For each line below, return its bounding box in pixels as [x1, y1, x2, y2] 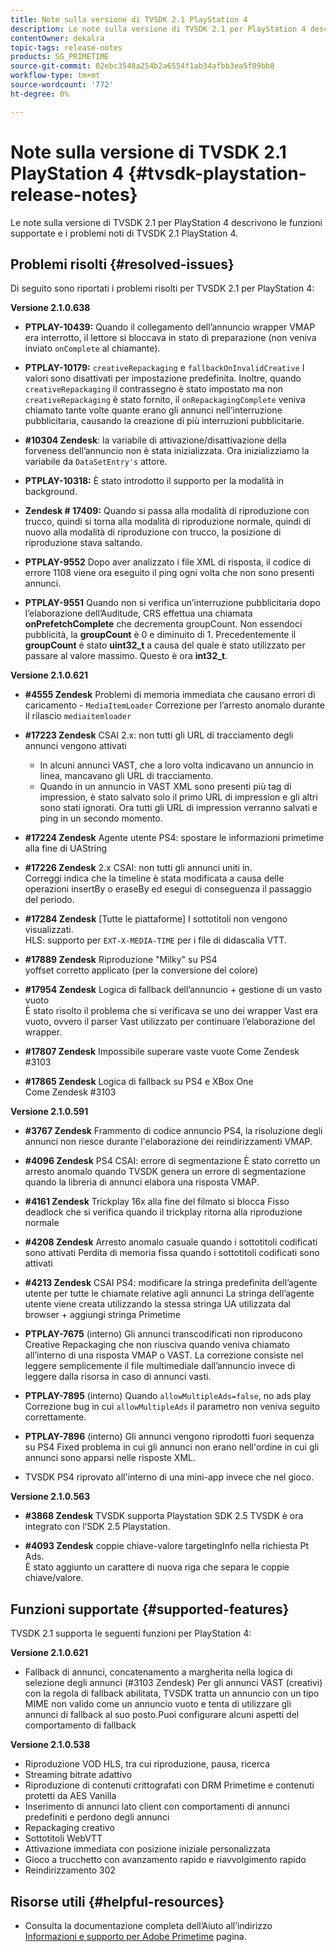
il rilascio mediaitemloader [24, 710, 132, 722]
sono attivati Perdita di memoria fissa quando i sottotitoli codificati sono [24, 1247, 320, 1259]
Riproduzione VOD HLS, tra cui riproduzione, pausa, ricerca [24, 1758, 271, 1770]
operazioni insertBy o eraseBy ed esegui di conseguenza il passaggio [24, 883, 312, 895]
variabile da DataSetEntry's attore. [24, 456, 168, 468]
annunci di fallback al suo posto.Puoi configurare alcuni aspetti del [24, 1709, 300, 1721]
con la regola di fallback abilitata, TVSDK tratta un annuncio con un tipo [24, 1687, 320, 1700]
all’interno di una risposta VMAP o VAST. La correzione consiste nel [24, 1349, 304, 1361]
